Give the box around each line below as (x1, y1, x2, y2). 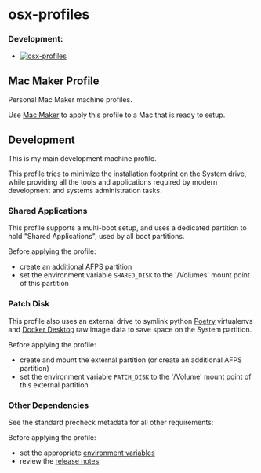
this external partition (19, 379, 89, 390)
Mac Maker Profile (8, 74, 100, 87)
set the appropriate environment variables (19, 448, 155, 457)
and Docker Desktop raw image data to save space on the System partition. (8, 324, 252, 334)
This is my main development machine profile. (8, 154, 157, 163)
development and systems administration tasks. (8, 186, 162, 196)
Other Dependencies (8, 399, 89, 410)
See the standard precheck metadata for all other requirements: (8, 418, 214, 427)
